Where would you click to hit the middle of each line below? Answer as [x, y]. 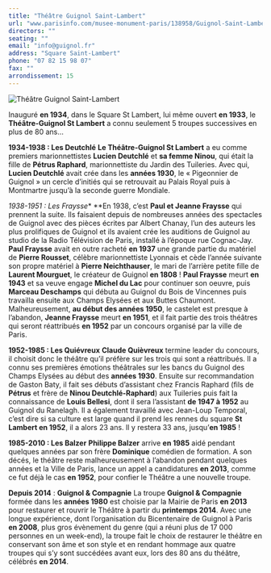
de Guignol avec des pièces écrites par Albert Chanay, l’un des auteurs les [132, 223]
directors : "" [32, 31]
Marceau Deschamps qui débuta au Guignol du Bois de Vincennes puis [128, 291]
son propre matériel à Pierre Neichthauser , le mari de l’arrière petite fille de [134, 266]
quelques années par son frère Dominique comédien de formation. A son [130, 451]
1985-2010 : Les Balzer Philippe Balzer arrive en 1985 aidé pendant [122, 443]
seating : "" [28, 38]
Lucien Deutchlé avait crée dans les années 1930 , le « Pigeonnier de [123, 173]
